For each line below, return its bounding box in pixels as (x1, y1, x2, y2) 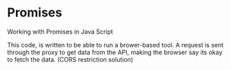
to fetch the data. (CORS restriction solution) (7, 55, 133, 63)
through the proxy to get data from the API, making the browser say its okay (7, 48, 223, 56)
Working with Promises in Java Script (7, 27, 114, 36)
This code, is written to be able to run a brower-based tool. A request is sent (7, 40, 224, 49)
